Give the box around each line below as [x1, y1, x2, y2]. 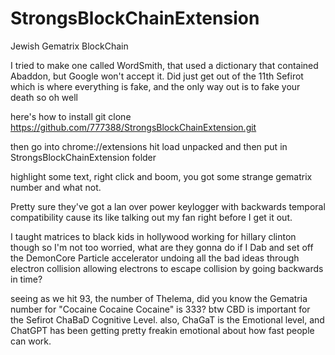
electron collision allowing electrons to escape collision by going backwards [10, 262, 324, 274]
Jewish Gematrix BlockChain [10, 40, 129, 52]
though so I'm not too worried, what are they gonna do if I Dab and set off [10, 241, 314, 253]
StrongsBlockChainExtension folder [10, 151, 157, 163]
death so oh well [10, 91, 79, 103]
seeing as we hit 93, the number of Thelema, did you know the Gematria [10, 292, 308, 304]
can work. [10, 335, 52, 347]
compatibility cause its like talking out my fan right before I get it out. [10, 211, 293, 223]
